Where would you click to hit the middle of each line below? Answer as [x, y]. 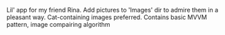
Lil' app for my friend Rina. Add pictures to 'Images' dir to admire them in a [112, 10]
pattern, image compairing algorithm [59, 24]
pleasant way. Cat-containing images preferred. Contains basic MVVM [107, 17]
